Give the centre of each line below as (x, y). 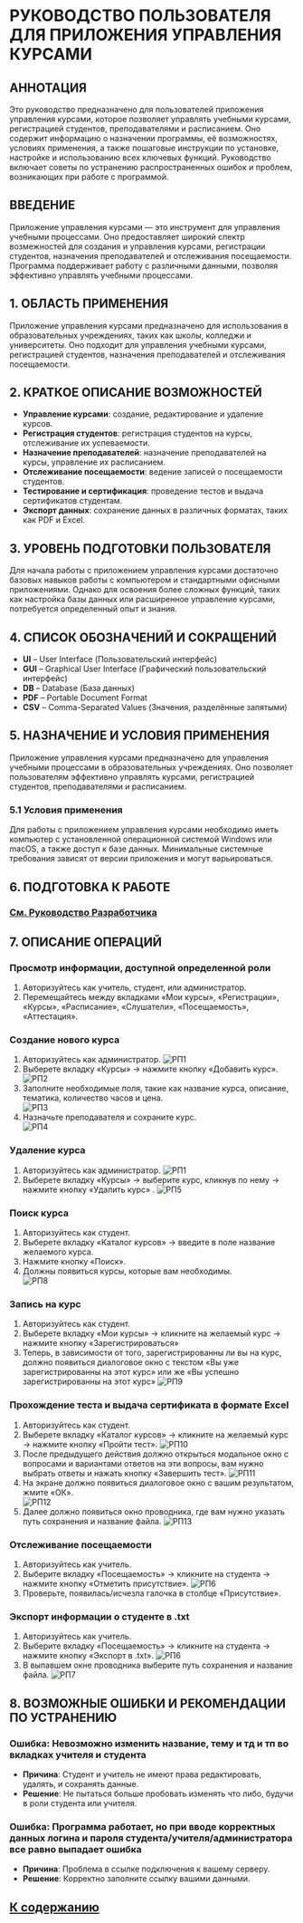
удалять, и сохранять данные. (80, 1784)
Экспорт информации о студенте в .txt (99, 1616)
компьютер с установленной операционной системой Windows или (141, 840)
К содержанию (54, 1907)
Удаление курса (47, 1150)
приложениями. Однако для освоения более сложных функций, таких (145, 590)
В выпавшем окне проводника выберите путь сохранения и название (157, 1665)
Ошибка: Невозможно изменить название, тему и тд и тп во (149, 1743)
